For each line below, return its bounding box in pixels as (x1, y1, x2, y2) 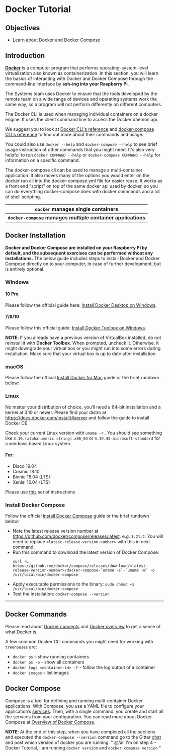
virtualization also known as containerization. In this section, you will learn (5, 70, 159, 76)
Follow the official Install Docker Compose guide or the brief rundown (5, 513, 149, 519)
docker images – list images (12, 669, 69, 676)
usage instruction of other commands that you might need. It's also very (5, 146, 155, 152)
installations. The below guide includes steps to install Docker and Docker (5, 255, 160, 261)
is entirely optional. (5, 266, 45, 272)
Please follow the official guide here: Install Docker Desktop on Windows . (5, 302, 157, 308)
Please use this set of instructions (5, 489, 75, 495)
